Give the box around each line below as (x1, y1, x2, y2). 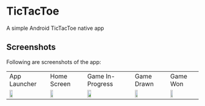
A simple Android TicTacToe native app (6, 24, 104, 32)
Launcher (9, 79, 37, 88)
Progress (87, 79, 113, 88)
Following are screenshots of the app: (6, 58, 102, 65)
